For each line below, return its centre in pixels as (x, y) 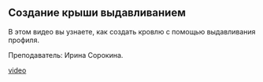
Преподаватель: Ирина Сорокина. (66, 55)
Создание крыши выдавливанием (97, 13)
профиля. (24, 40)
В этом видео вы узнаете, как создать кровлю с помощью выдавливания (132, 31)
